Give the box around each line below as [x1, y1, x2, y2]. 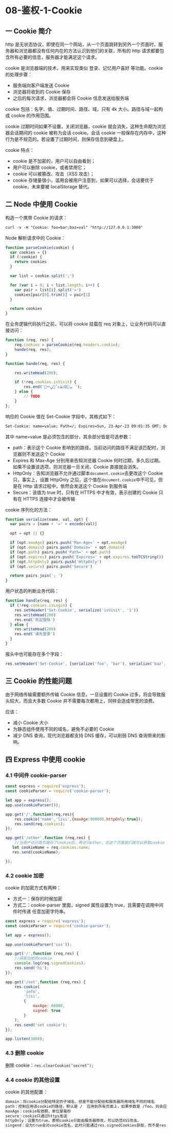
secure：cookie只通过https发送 [5, 1114, 68, 1119]
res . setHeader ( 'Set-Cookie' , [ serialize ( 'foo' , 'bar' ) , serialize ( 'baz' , [5, 661, 166, 666]
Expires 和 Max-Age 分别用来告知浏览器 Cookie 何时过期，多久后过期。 [12, 457, 163, 463]
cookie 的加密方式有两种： [5, 884, 61, 890]
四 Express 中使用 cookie [5, 755, 85, 764]
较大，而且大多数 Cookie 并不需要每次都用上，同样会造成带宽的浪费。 [9, 698, 158, 704]
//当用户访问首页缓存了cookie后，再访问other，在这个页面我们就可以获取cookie [14, 840, 165, 845]
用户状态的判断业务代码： [5, 588, 59, 594]
